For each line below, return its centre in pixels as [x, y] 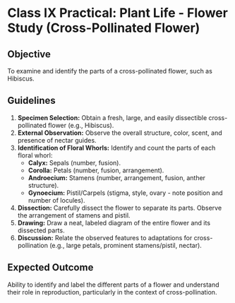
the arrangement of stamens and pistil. [74, 215]
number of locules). [57, 200]
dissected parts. [41, 230]
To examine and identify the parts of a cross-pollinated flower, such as [110, 71]
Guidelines [31, 101]
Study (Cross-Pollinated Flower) [104, 28]
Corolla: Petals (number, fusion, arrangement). [96, 170]
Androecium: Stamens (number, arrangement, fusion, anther [117, 177]
